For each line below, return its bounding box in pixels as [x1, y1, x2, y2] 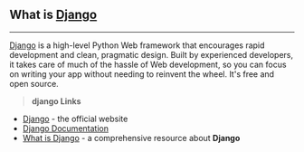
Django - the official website [22, 113, 128, 124]
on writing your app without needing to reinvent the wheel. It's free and [9, 68, 274, 80]
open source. [9, 78, 59, 89]
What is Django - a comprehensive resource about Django [22, 132, 241, 143]
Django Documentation [22, 122, 109, 134]
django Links [31, 95, 81, 107]
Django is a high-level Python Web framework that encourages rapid [9, 40, 265, 51]
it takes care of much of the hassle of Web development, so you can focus [9, 59, 287, 70]
